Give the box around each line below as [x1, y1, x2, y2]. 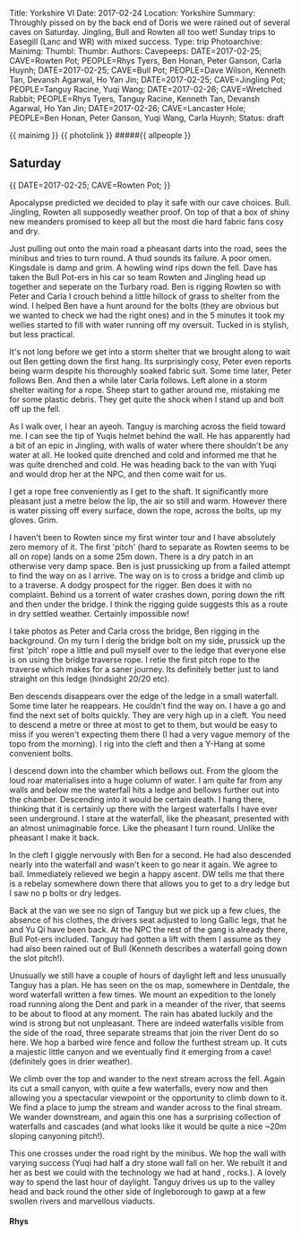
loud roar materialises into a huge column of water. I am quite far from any [9, 775, 283, 785]
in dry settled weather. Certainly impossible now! [9, 608, 190, 618]
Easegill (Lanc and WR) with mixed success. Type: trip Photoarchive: [9, 36, 262, 47]
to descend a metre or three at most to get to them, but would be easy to [9, 719, 278, 730]
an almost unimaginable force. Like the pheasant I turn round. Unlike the [9, 822, 275, 833]
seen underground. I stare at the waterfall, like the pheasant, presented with [9, 812, 289, 824]
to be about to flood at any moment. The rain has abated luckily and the [9, 1008, 273, 1019]
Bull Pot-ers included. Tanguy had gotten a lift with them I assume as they [9, 933, 281, 944]
